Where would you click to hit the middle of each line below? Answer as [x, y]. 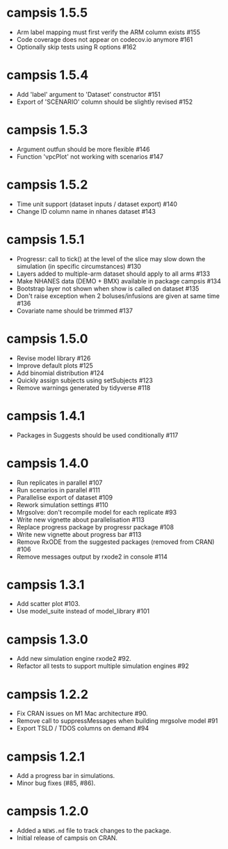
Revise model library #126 [54, 358]
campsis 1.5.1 [46, 239]
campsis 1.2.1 [46, 756]
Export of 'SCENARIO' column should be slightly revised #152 [104, 102]
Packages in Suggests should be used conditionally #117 [97, 435]
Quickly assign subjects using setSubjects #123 [85, 380]
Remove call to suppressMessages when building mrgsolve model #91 [117, 721]
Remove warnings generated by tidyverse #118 [83, 387]
